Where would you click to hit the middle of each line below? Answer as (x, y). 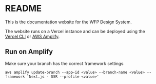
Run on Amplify (29, 52)
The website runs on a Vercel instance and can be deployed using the (75, 31)
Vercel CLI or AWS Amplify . (32, 36)
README (23, 8)
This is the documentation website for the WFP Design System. (68, 22)
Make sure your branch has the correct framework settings (64, 63)
